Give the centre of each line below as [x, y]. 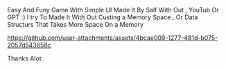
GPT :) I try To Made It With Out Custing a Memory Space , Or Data [103, 17]
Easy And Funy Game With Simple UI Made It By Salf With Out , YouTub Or [113, 10]
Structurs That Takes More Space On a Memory [76, 24]
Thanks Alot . [26, 58]
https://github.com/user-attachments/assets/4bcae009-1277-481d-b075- [113, 38]
